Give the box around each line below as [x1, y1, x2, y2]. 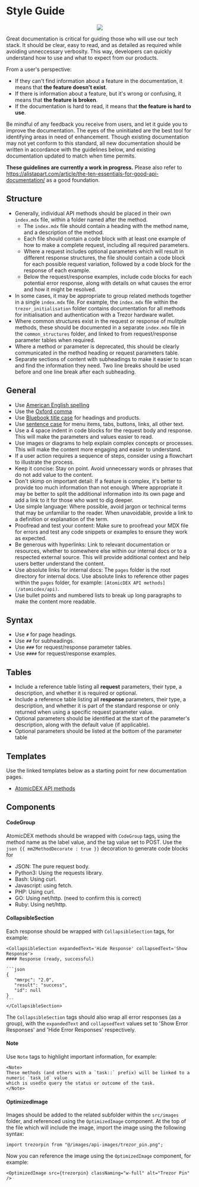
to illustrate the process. [14, 458, 74, 465]
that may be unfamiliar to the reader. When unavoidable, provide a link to [14, 509, 193, 516]
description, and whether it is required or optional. [14, 689, 138, 696]
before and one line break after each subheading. [14, 368, 137, 375]
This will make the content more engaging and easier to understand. [14, 446, 182, 453]
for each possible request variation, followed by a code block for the [23, 260, 191, 267]
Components [6, 802, 55, 812]
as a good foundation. [46, 176, 100, 183]
